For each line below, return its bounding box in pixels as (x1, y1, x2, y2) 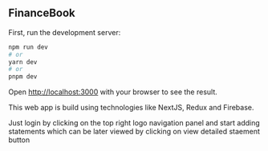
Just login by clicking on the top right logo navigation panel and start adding (8, 118, 261, 128)
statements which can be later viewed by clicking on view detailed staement (8, 127, 261, 137)
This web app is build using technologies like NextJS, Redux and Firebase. (8, 103, 254, 113)
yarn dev (8, 58, 38, 66)
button (8, 135, 30, 145)
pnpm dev (8, 73, 38, 81)
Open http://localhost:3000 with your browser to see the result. (8, 87, 218, 97)
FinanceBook (8, 6, 76, 20)
